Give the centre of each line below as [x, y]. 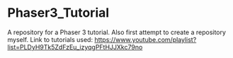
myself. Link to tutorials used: [50, 39]
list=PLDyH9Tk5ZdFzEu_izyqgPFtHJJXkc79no [75, 47]
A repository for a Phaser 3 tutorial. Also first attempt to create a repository [117, 32]
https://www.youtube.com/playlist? [146, 39]
